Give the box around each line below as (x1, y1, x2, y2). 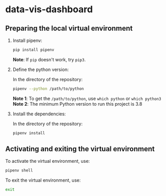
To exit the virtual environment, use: (5, 177, 81, 183)
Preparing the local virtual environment (5, 24, 133, 33)
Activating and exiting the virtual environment (5, 144, 155, 154)
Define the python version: (12, 66, 69, 72)
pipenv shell (5, 168, 33, 173)
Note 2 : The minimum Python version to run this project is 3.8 (12, 101, 143, 107)
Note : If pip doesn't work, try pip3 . (12, 56, 86, 62)
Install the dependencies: (12, 111, 66, 117)
